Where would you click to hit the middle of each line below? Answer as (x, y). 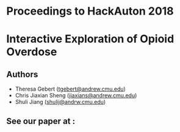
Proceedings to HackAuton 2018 (90, 11)
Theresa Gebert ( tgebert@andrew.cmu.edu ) (70, 89)
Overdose (32, 52)
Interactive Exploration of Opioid (90, 39)
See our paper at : (41, 121)
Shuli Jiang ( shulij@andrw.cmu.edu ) (60, 102)
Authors (22, 74)
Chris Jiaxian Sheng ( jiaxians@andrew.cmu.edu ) (76, 96)
